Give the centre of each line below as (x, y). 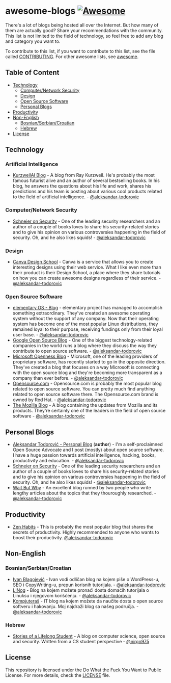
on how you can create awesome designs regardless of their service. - (87, 278)
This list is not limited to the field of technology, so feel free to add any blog (84, 36)
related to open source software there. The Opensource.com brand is (85, 395)
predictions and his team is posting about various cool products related (87, 192)
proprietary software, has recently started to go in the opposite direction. (89, 362)
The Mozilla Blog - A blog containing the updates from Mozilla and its (85, 405)
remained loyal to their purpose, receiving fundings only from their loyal (88, 329)
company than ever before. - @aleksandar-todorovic (68, 378)
